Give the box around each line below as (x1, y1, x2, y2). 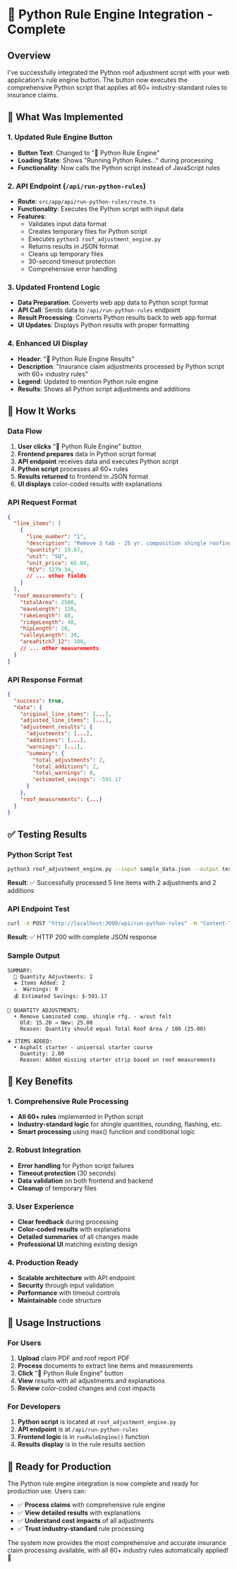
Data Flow (7, 426, 42, 436)
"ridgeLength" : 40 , (20, 618, 78, 626)
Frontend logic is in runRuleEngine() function (17, 1433, 150, 1441)
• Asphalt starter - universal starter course (13, 1043, 153, 1051)
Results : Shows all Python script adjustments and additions (17, 384, 190, 393)
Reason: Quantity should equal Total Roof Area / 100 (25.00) (20, 1025, 207, 1032)
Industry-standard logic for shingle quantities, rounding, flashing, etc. (17, 1120, 222, 1129)
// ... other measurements (20, 645, 99, 652)
